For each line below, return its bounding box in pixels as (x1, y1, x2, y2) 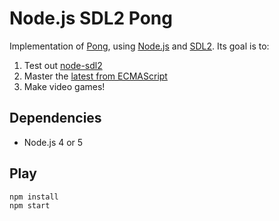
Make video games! (23, 80, 106, 92)
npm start (9, 200, 51, 211)
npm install (9, 192, 59, 202)
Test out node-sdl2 (23, 59, 103, 71)
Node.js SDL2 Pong (9, 7, 173, 30)
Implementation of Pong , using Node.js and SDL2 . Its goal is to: (9, 40, 270, 52)
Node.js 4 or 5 (23, 136, 84, 148)
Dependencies (9, 110, 102, 127)
